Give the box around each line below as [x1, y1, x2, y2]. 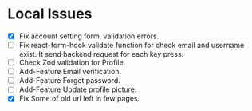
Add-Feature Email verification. [18, 67, 121, 77]
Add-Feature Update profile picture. [18, 85, 137, 94]
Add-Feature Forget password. [18, 76, 120, 85]
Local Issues [7, 5, 93, 23]
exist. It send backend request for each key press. [18, 50, 184, 59]
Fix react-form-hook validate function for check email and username [18, 41, 245, 50]
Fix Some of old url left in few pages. [18, 93, 140, 104]
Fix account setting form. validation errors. [18, 31, 159, 41]
